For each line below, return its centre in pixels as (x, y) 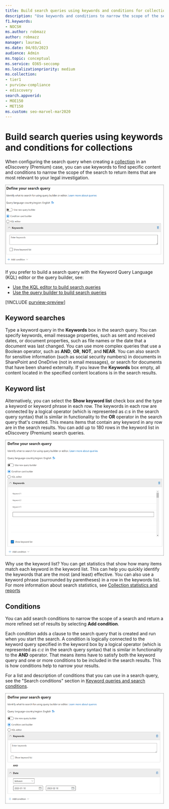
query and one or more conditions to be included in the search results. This (83, 660)
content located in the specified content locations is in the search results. (81, 373)
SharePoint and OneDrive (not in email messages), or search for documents (83, 362)
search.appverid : (23, 96)
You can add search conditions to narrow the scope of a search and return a (84, 619)
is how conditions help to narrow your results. (53, 666)
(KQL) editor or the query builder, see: (45, 277)
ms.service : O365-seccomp (32, 64)
